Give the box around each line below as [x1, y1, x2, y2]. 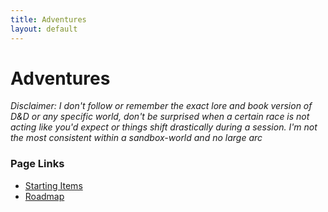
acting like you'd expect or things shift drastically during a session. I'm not [10, 121, 318, 133]
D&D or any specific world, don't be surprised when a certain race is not [10, 111, 310, 123]
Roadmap [24, 190, 65, 202]
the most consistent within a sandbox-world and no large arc [10, 132, 263, 144]
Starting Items [24, 179, 83, 191]
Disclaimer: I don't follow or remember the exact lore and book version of [10, 100, 313, 112]
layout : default [10, 24, 78, 34]
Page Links [10, 157, 65, 171]
